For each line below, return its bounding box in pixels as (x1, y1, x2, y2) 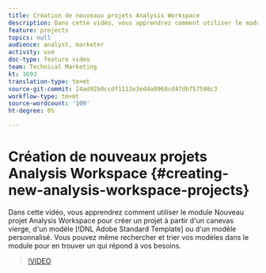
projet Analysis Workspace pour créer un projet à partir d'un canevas (8, 215, 234, 225)
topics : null (8, 33, 51, 42)
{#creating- (150, 165, 230, 182)
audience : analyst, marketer (8, 41, 104, 49)
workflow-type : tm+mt (8, 92, 80, 100)
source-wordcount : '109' (8, 99, 90, 107)
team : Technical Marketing (8, 63, 97, 71)
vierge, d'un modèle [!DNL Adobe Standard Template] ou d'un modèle (8, 224, 237, 234)
